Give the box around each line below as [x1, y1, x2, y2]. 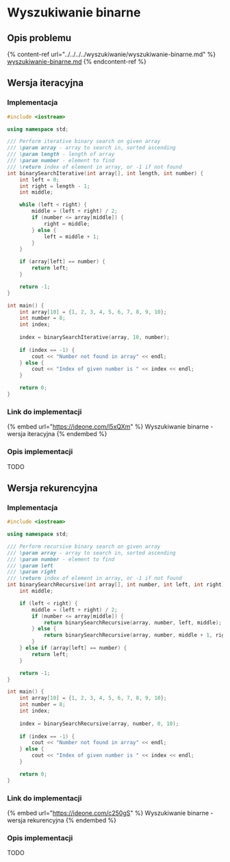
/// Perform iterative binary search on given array [7, 138, 161, 145]
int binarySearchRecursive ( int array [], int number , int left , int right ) [7, 581, 225, 588]
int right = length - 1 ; [19, 183, 90, 190]
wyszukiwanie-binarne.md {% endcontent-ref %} [7, 58, 147, 66]
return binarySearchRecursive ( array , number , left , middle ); [43, 619, 222, 626]
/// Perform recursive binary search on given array [7, 543, 161, 550]
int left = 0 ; [19, 176, 60, 183]
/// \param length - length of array [7, 151, 115, 158]
